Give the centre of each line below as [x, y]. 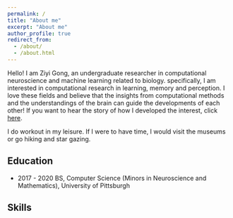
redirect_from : [30, 40]
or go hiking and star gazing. [49, 139]
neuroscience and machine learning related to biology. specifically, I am [112, 80]
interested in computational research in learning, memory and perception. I [116, 88]
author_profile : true [39, 33]
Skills [19, 208]
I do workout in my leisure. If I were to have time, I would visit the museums [116, 132]
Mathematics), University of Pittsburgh [74, 185]
